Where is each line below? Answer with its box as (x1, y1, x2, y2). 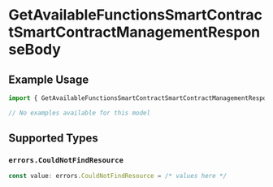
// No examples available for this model (8, 108, 151, 117)
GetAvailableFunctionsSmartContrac (8, 6, 262, 24)
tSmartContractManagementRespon (8, 23, 261, 41)
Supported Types (8, 132, 99, 146)
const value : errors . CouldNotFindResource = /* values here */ (8, 172, 227, 180)
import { (8, 94, 38, 102)
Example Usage (8, 72, 89, 86)
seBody (8, 41, 61, 59)
